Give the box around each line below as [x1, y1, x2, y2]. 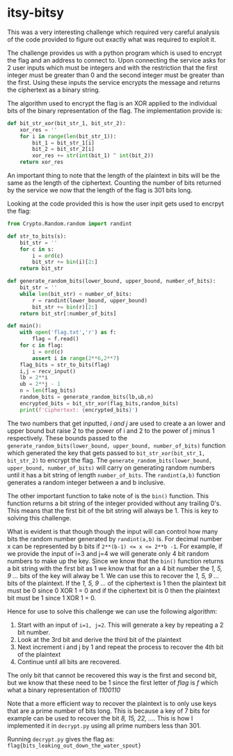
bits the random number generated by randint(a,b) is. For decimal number [7, 534, 223, 543]
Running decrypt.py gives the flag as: [7, 734, 115, 743]
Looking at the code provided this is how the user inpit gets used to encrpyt [7, 199, 224, 208]
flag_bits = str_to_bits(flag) [19, 361, 111, 368]
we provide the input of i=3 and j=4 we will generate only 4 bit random [7, 549, 209, 557]
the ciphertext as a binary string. [7, 85, 101, 94]
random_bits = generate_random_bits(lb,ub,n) [19, 394, 154, 401]
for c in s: [19, 245, 54, 253]
